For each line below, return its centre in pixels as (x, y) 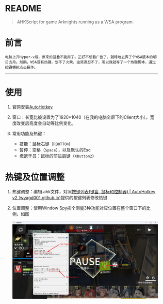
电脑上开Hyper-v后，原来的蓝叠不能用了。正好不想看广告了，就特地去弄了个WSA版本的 (79, 57)
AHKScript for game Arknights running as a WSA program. (75, 22)
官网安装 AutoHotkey (33, 106)
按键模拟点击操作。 (21, 67)
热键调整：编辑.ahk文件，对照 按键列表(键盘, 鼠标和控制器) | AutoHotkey (84, 191)
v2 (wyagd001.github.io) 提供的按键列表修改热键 (60, 198)
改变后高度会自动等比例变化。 (46, 123)
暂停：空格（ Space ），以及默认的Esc (55, 150)
